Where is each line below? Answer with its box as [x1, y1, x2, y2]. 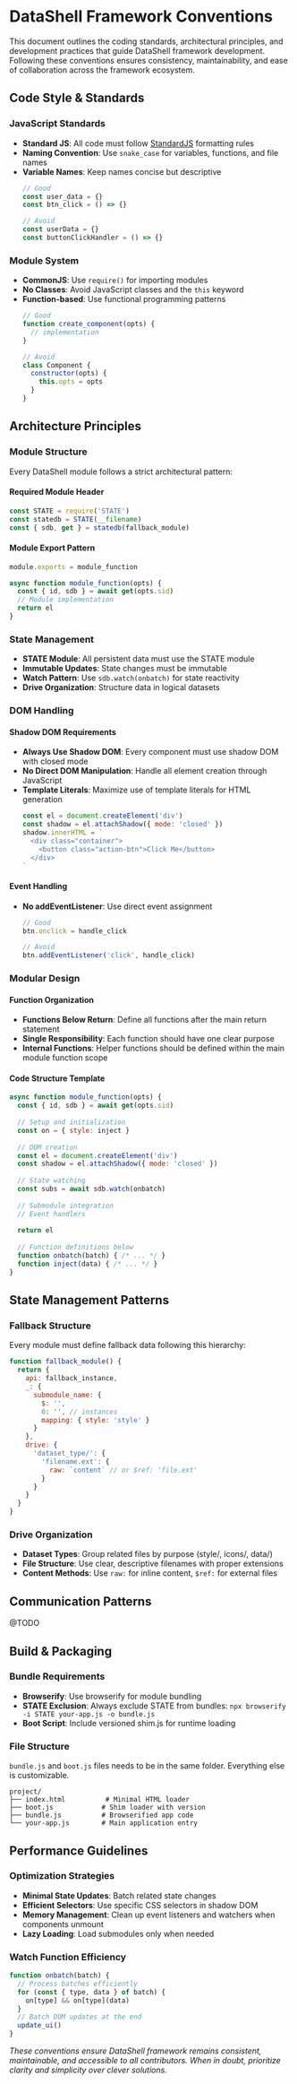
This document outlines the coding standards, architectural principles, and [9, 36, 284, 47]
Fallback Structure [9, 1319, 92, 1332]
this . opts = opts [38, 377, 104, 386]
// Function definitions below [17, 1243, 134, 1252]
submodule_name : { [32, 1390, 102, 1399]
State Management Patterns [9, 1293, 170, 1308]
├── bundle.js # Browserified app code [9, 1811, 194, 1820]
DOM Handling [9, 705, 74, 717]
